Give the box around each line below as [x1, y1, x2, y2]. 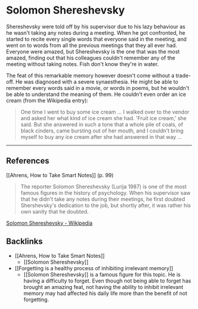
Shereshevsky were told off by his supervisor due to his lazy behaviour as [6, 23, 186, 30]
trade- [176, 72, 192, 79]
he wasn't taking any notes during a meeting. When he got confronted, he [6, 29, 186, 36]
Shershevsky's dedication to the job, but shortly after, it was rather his [20, 201, 191, 209]
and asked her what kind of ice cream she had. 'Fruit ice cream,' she [20, 114, 187, 121]
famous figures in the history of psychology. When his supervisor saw [20, 189, 191, 196]
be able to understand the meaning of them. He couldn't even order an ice [6, 91, 187, 98]
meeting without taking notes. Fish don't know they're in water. [6, 60, 159, 68]
